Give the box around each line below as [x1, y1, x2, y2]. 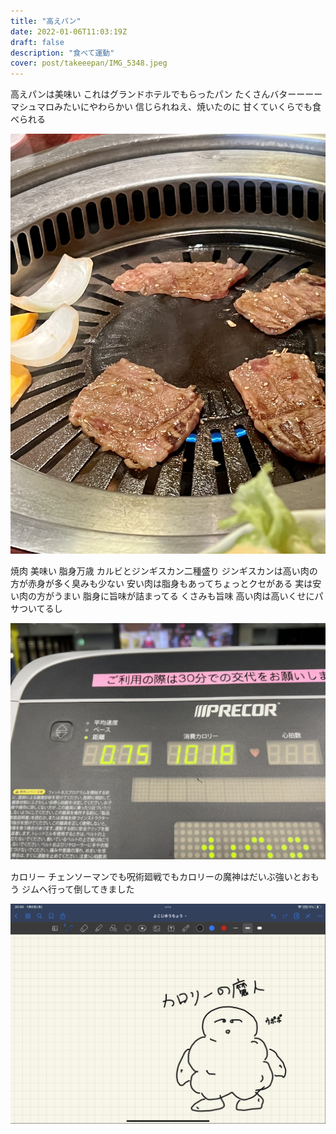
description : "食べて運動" [10, 48, 115, 58]
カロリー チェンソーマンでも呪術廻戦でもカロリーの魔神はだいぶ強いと [10, 871, 302, 883]
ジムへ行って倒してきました [21, 883, 135, 895]
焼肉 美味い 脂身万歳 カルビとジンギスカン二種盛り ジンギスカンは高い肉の [10, 565, 318, 577]
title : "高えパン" [10, 16, 82, 26]
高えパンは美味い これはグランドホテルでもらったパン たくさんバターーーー [10, 88, 323, 100]
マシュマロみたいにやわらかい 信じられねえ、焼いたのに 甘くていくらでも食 [10, 101, 322, 113]
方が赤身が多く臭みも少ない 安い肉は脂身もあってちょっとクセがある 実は [10, 578, 313, 590]
